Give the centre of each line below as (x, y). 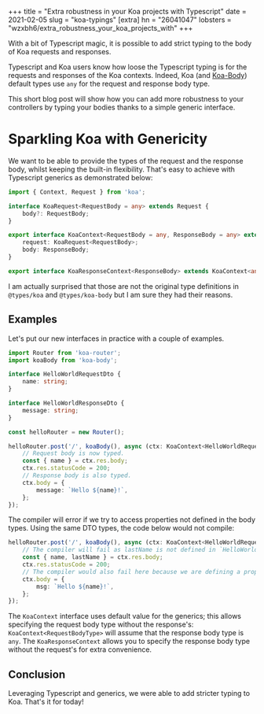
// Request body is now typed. (73, 453)
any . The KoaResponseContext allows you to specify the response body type (129, 642)
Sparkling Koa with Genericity (108, 139)
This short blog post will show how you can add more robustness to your (126, 99)
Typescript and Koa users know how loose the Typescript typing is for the (128, 67)
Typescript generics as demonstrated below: (81, 177)
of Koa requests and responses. (60, 52)
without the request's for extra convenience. (80, 649)
